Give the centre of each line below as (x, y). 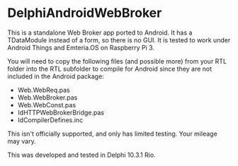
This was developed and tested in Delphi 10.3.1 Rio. (81, 155)
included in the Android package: (56, 76)
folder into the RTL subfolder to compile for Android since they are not (110, 69)
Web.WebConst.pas (47, 105)
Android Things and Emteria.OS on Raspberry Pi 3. (81, 47)
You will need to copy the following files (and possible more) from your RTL (117, 61)
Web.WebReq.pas (44, 90)
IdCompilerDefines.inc (50, 120)
